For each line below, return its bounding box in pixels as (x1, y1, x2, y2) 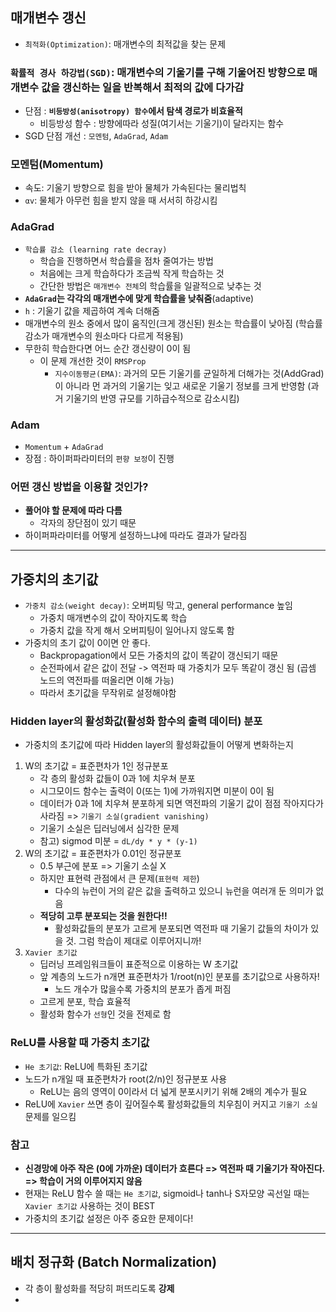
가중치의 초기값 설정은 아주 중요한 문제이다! (24, 1213, 194, 1224)
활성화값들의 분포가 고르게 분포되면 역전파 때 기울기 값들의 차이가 (54, 923, 309, 935)
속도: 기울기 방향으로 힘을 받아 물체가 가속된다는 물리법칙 (24, 182, 247, 194)
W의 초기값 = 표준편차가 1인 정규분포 (24, 760, 169, 772)
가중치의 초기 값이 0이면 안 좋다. (24, 637, 151, 649)
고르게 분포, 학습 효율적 (39, 996, 132, 1008)
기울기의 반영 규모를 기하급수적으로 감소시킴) (65, 392, 240, 404)
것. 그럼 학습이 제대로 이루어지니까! (65, 935, 202, 947)
